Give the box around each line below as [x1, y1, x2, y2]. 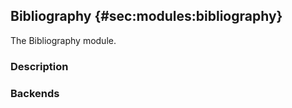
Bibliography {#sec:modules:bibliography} [10, 8, 283, 25]
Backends [10, 86, 60, 100]
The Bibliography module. [10, 34, 117, 46]
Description [10, 59, 69, 73]
